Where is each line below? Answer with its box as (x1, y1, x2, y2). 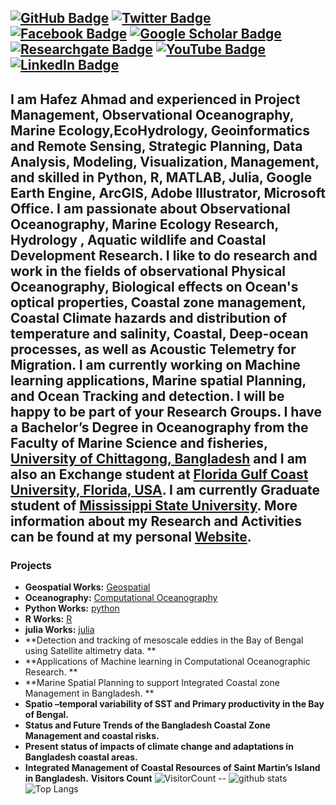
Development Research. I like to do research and (10, 247, 318, 264)
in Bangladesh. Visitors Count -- (24, 772, 227, 785)
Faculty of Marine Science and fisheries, (10, 434, 268, 451)
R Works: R (24, 613, 73, 625)
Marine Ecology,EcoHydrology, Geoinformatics (10, 122, 310, 139)
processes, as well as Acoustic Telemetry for (10, 341, 297, 358)
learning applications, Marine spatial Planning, (10, 372, 307, 389)
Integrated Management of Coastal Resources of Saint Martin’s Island (24, 762, 321, 774)
